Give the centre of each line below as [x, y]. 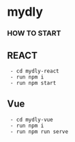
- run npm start [33, 83]
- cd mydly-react [34, 71]
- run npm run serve [39, 131]
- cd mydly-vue [31, 119]
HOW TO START [34, 33]
